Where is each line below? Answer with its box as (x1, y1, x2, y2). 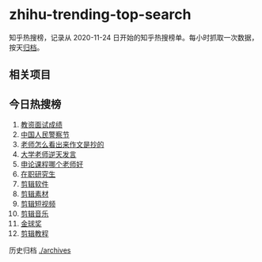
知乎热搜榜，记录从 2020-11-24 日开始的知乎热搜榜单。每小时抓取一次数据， (9, 32, 259, 42)
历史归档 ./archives (9, 245, 71, 255)
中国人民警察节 (20, 130, 70, 139)
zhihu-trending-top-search (9, 6, 192, 24)
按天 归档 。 (9, 42, 44, 52)
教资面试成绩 (20, 120, 63, 130)
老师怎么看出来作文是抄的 (20, 140, 104, 150)
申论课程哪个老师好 (20, 160, 84, 169)
